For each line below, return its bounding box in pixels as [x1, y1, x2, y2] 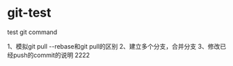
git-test [7, 5, 51, 21]
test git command [7, 28, 58, 36]
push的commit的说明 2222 [13, 51, 90, 59]
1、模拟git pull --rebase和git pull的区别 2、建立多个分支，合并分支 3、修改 [7, 42, 220, 50]
